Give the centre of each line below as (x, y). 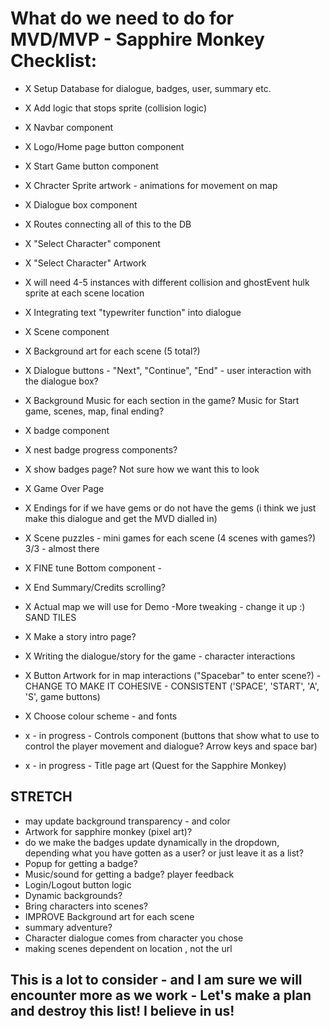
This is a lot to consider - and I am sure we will (156, 980)
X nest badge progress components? (101, 449)
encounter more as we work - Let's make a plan (161, 995)
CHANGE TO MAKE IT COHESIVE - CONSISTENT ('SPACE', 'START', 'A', (172, 686)
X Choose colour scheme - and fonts (101, 716)
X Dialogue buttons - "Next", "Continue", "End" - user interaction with (168, 370)
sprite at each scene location (84, 293)
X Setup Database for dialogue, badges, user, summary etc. (148, 88)
